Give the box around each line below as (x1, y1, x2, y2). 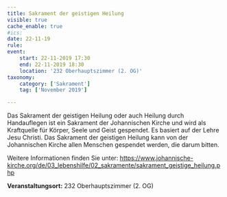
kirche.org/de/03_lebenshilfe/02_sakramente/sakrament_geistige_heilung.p (7, 161, 221, 170)
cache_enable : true (7, 23, 63, 30)
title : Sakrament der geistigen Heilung (7, 10, 125, 17)
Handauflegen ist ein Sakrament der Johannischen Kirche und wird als (7, 119, 206, 127)
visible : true (7, 16, 48, 23)
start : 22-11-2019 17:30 (19, 55, 91, 62)
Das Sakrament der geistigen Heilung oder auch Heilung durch (7, 111, 184, 120)
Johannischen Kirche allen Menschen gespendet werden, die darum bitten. (7, 141, 219, 149)
